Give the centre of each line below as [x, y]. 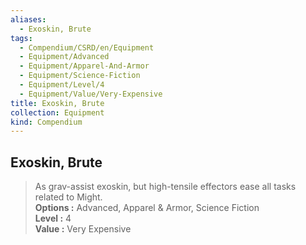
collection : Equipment [57, 112]
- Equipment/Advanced [64, 57]
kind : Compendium [46, 122]
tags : [21, 38]
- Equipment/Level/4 [62, 85]
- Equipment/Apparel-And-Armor [84, 66]
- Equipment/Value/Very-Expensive [91, 94]
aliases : [28, 19]
